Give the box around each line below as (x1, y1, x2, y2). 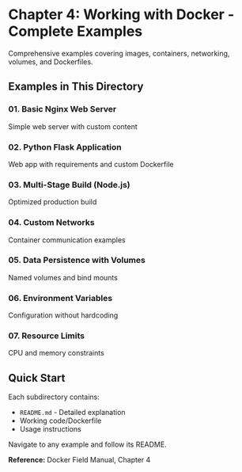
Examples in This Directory (8, 80, 144, 93)
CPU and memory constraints (8, 348, 104, 358)
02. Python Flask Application (8, 141, 122, 152)
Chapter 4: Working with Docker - (8, 6, 235, 24)
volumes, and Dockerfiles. (8, 57, 93, 67)
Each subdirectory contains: (8, 392, 100, 402)
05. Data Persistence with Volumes (8, 255, 146, 266)
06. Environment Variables (8, 292, 113, 303)
